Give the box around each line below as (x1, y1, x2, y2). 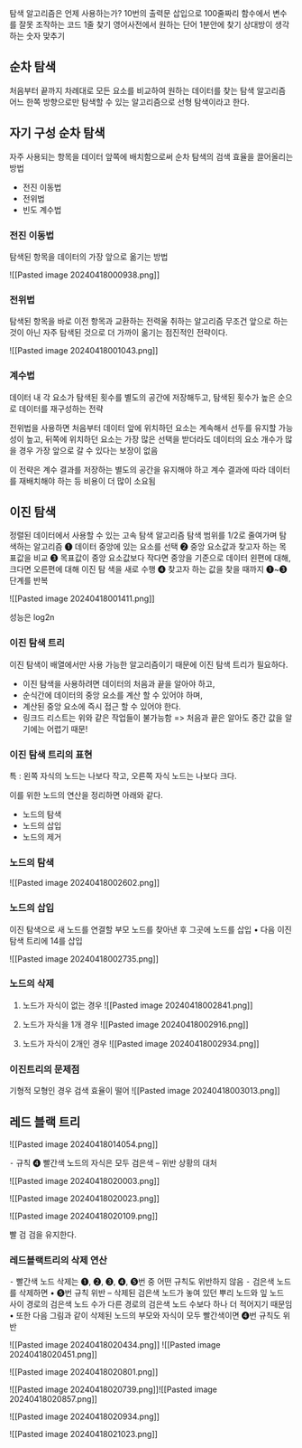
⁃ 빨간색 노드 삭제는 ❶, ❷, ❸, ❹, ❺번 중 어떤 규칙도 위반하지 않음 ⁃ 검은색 (9, 1276, 275, 1287)
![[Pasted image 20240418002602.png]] (9, 878, 160, 889)
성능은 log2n (9, 612, 55, 623)
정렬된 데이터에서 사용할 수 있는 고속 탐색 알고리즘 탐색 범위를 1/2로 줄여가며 (9, 530, 278, 541)
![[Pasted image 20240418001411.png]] (9, 593, 155, 604)
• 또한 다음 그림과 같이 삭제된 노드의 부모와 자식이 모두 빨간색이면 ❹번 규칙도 (9, 1310, 281, 1321)
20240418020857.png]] (9, 1394, 97, 1405)
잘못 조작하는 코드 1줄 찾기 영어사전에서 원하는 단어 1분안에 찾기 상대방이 (18, 19, 273, 30)
